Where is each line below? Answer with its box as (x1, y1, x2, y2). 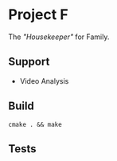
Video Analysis (19, 76, 69, 85)
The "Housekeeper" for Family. (8, 32, 110, 41)
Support (8, 55, 50, 69)
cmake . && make (8, 120, 62, 128)
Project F (8, 6, 69, 24)
